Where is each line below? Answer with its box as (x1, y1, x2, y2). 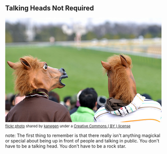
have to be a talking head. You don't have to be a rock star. (5, 143, 126, 149)
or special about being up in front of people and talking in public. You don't (5, 137, 159, 143)
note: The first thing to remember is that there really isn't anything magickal (5, 132, 160, 138)
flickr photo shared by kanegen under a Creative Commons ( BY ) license (5, 123, 131, 128)
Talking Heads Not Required (5, 4, 94, 13)
